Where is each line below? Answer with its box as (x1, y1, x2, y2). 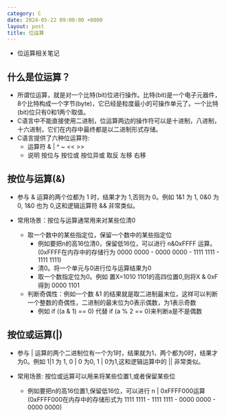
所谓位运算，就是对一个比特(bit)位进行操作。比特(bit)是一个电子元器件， (16, 91, 221, 99)
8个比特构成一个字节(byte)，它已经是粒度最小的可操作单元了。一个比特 (16, 99, 218, 108)
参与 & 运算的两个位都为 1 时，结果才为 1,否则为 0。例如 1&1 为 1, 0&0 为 (16, 192, 220, 201)
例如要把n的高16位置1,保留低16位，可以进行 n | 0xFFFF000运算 (27, 387, 206, 395)
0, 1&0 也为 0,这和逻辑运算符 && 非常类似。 (16, 201, 139, 210)
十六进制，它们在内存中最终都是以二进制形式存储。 (16, 125, 162, 134)
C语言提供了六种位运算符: (16, 134, 91, 142)
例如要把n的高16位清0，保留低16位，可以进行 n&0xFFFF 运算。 (37, 239, 216, 247)
